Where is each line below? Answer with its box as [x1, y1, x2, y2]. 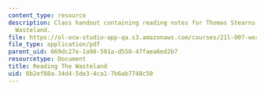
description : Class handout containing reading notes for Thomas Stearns [8, 19, 256, 27]
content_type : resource [8, 11, 87, 20]
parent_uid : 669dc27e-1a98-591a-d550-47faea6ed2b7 [8, 48, 178, 56]
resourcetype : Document [8, 56, 87, 63]
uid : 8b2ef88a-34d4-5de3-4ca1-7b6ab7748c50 [8, 70, 154, 77]
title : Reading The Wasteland [8, 63, 108, 70]
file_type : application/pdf [8, 41, 101, 49]
